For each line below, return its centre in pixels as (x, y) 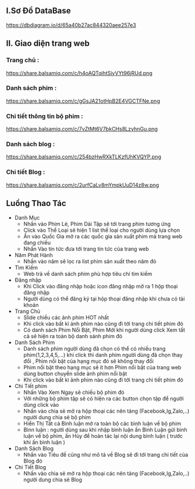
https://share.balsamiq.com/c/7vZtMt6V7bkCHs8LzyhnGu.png (82, 129)
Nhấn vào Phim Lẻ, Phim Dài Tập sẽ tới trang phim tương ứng (97, 224)
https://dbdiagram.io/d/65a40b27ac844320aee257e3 (71, 25)
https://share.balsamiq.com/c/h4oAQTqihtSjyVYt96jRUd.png (79, 73)
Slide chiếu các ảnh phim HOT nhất (66, 317)
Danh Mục (27, 217)
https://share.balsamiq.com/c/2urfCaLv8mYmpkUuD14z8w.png (83, 185)
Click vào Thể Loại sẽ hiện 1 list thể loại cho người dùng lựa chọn (102, 230)
